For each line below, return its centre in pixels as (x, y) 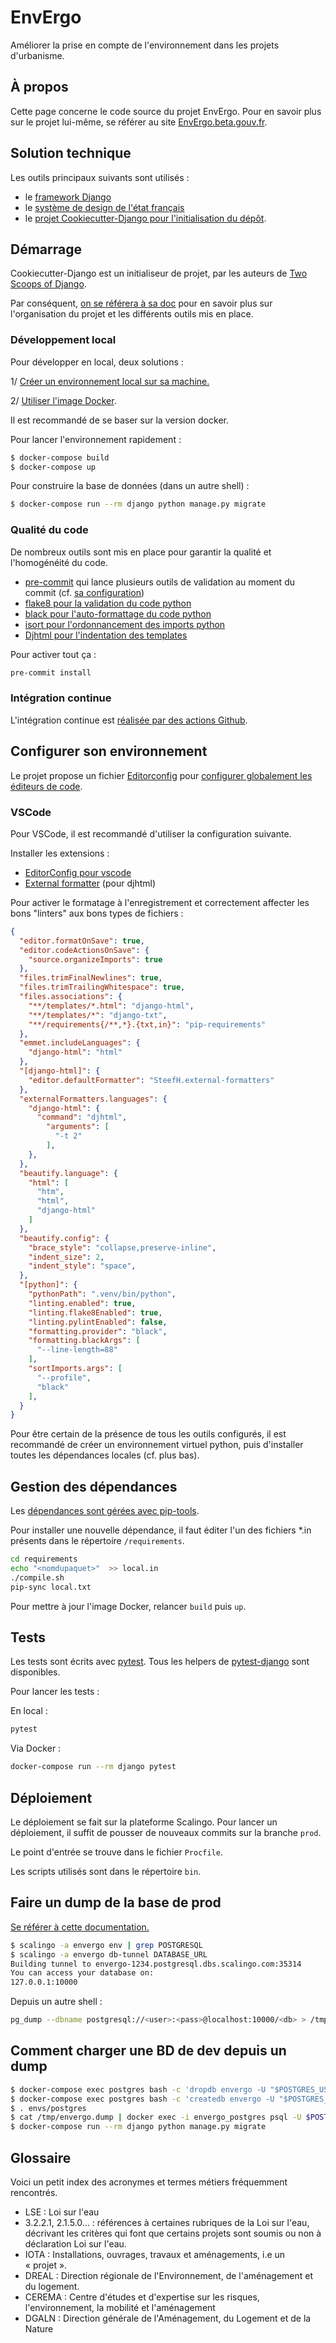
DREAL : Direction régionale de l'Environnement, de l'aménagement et (169, 2275)
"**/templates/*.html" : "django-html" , (111, 1006)
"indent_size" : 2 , (66, 1257)
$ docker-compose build (60, 457)
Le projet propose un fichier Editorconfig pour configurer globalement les (161, 775)
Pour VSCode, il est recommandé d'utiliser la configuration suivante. (151, 833)
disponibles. (35, 1672)
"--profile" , (64, 1377)
